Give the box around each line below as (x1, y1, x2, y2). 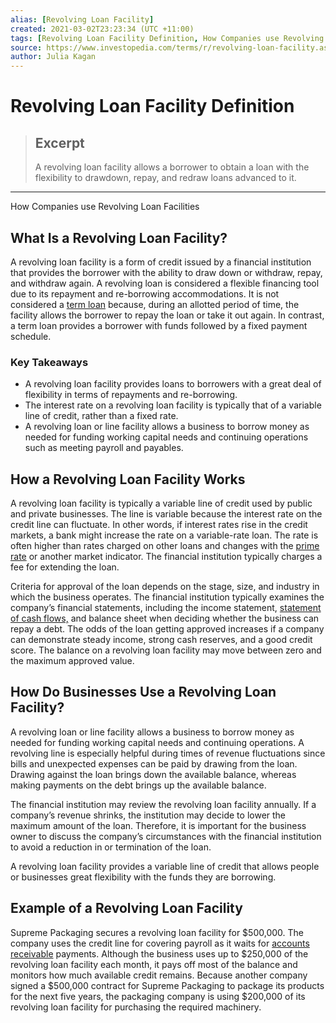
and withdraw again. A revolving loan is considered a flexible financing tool (10, 277, 320, 289)
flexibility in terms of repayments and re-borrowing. (24, 389, 238, 401)
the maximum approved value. (10, 655, 135, 667)
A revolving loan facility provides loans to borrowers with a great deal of (24, 378, 322, 390)
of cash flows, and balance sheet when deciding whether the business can (10, 612, 320, 625)
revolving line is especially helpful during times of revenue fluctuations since (10, 747, 326, 759)
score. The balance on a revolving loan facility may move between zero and (10, 644, 322, 656)
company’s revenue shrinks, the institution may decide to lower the (10, 809, 287, 821)
